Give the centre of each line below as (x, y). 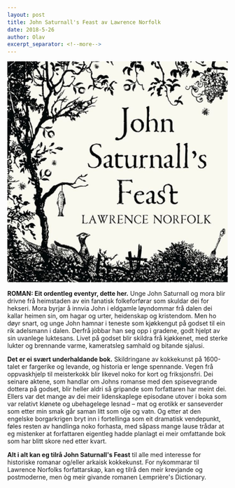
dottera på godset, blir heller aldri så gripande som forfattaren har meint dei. (117, 389)
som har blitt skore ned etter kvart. (57, 441)
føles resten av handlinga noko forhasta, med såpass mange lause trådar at (116, 426)
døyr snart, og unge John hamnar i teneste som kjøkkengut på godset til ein (116, 323)
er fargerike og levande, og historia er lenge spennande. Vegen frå (117, 367)
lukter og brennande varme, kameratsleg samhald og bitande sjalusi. (106, 346)
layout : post (26, 15)
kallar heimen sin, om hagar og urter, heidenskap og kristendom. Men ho (112, 316)
